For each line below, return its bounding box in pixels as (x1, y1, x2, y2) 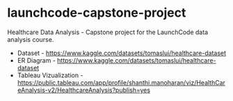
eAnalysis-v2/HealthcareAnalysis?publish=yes (17, 86, 151, 94)
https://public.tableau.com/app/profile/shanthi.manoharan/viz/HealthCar (17, 78, 226, 86)
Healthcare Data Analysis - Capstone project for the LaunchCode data (7, 28, 209, 36)
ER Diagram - (17, 56, 56, 64)
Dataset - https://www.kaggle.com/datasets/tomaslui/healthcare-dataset (17, 49, 227, 57)
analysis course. (7, 35, 54, 43)
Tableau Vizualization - (17, 71, 83, 79)
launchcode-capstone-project (7, 5, 186, 21)
